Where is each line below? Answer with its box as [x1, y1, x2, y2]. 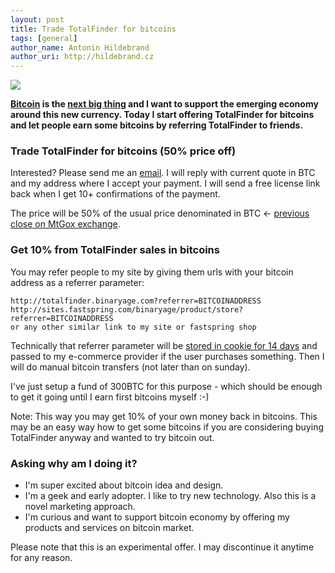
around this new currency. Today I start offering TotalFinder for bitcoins [10, 109, 315, 121]
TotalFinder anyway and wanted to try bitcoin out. [10, 431, 215, 443]
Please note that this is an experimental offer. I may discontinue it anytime [10, 541, 315, 553]
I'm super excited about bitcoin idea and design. [24, 479, 224, 491]
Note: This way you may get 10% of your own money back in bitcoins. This [10, 410, 318, 422]
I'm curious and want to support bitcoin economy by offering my [24, 511, 290, 523]
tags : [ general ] [10, 33, 78, 43]
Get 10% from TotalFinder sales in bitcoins [10, 243, 220, 257]
